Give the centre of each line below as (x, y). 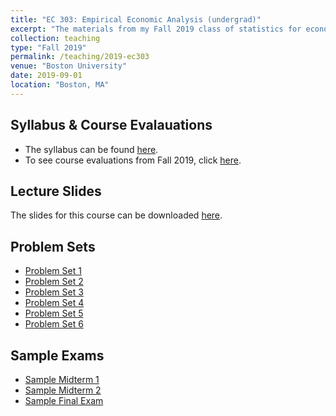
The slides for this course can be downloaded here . (116, 215)
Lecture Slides (56, 191)
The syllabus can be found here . (91, 149)
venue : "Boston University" (69, 66)
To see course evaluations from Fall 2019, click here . (133, 160)
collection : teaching (55, 38)
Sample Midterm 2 (63, 390)
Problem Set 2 (54, 282)
